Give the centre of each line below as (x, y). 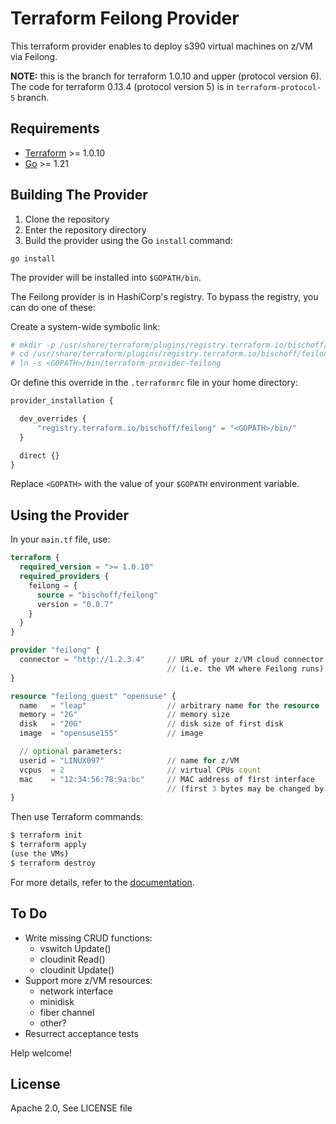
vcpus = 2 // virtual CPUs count (140, 770)
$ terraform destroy (53, 863)
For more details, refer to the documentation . (102, 882)
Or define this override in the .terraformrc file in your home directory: (154, 383)
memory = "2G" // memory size (124, 715)
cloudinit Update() (77, 969)
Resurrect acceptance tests (81, 1033)
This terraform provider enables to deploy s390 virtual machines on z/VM (161, 46)
